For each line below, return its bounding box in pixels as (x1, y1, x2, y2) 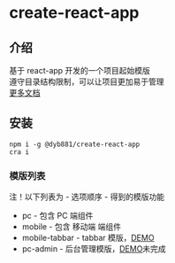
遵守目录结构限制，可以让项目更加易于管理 (9, 76, 164, 87)
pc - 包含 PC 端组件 (21, 211, 94, 221)
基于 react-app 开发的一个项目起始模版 (9, 66, 150, 75)
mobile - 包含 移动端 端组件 (21, 221, 122, 232)
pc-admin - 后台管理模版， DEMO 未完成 (21, 244, 166, 254)
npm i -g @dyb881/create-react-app (9, 140, 141, 149)
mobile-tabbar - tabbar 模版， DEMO (21, 233, 155, 244)
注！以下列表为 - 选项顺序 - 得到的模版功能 (9, 191, 165, 202)
